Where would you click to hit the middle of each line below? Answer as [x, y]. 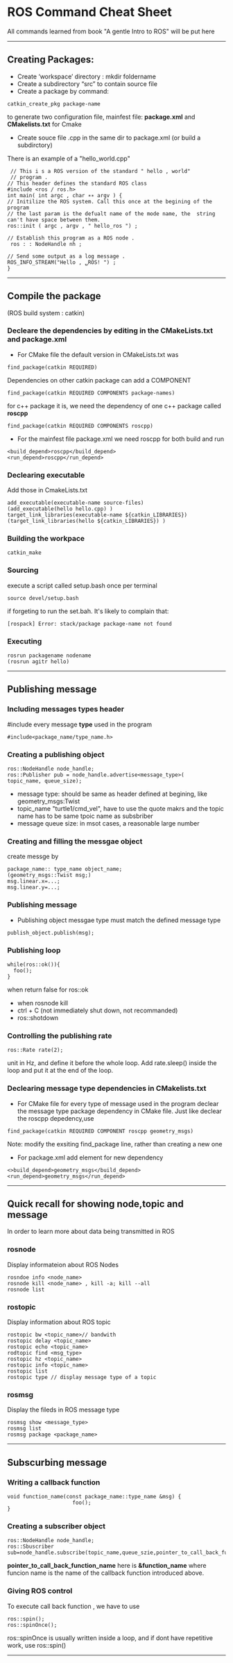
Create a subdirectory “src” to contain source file [87, 83]
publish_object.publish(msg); [51, 933]
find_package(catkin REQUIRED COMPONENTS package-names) [91, 393]
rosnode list [26, 1289]
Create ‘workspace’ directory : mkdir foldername [86, 76]
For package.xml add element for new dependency [90, 1158]
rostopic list [28, 1371]
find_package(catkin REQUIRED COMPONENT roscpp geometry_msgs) [101, 1131]
